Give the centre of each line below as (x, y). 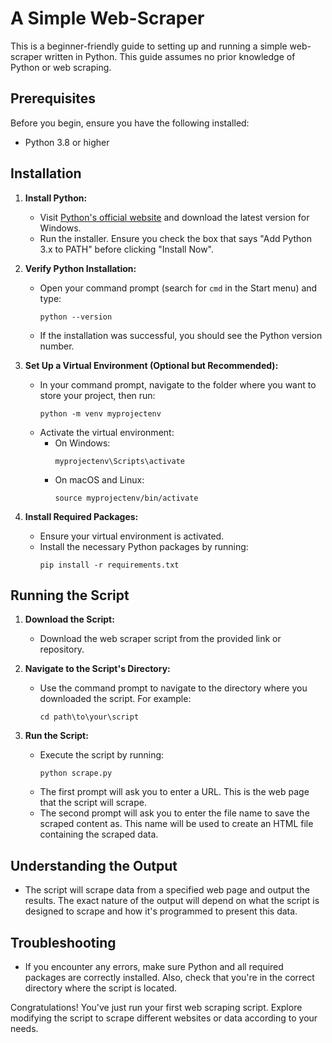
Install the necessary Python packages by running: (144, 546)
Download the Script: (69, 619)
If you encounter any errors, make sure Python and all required (154, 966)
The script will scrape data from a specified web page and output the (167, 890)
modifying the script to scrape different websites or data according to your (164, 1018)
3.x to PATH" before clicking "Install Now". (127, 249)
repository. (62, 649)
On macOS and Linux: (99, 479)
